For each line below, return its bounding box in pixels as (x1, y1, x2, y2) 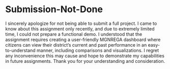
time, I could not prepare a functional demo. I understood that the (5, 31, 143, 37)
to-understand (5, 47, 36, 53)
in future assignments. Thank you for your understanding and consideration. (5, 58, 165, 64)
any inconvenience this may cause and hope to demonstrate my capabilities (5, 52, 164, 59)
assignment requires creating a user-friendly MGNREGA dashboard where (5, 37, 161, 43)
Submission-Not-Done (5, 4, 103, 15)
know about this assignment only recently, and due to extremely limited (5, 25, 155, 31)
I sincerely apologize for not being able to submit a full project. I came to (5, 20, 157, 26)
